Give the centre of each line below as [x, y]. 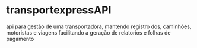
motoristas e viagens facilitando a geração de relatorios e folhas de [88, 32]
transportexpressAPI [59, 10]
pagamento [20, 39]
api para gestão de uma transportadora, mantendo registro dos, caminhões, [99, 26]
